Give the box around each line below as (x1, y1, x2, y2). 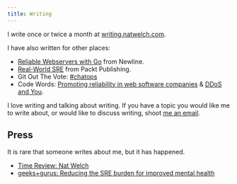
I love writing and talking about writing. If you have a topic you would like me (7, 100, 230, 110)
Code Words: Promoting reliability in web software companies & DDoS (17, 79, 222, 88)
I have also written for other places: (7, 43, 111, 52)
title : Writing (7, 10, 52, 18)
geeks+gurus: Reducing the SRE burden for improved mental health (17, 169, 215, 178)
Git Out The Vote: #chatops (17, 72, 98, 81)
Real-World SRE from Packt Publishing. (17, 64, 132, 73)
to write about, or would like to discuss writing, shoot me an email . (7, 108, 200, 117)
